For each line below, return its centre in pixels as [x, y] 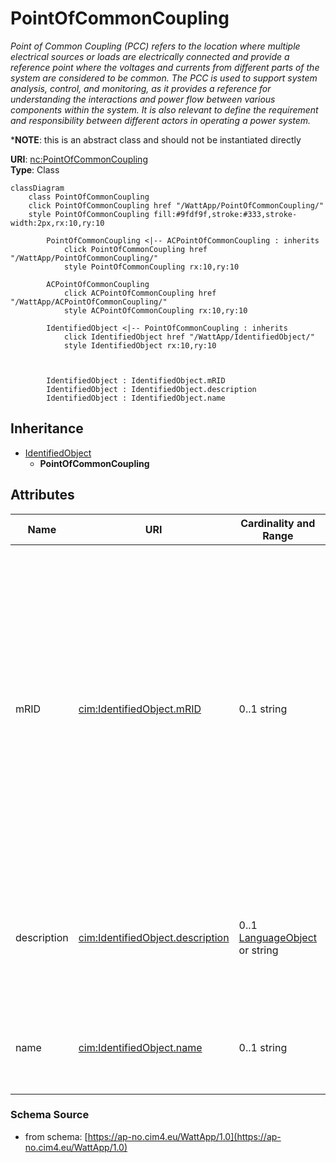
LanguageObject [278, 937]
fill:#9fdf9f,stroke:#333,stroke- [225, 214]
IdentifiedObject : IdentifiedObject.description [151, 389]
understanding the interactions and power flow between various [143, 99]
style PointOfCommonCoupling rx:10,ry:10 [151, 267]
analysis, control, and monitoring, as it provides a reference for [141, 88]
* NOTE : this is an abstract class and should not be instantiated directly [156, 139]
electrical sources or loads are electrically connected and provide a [150, 56]
